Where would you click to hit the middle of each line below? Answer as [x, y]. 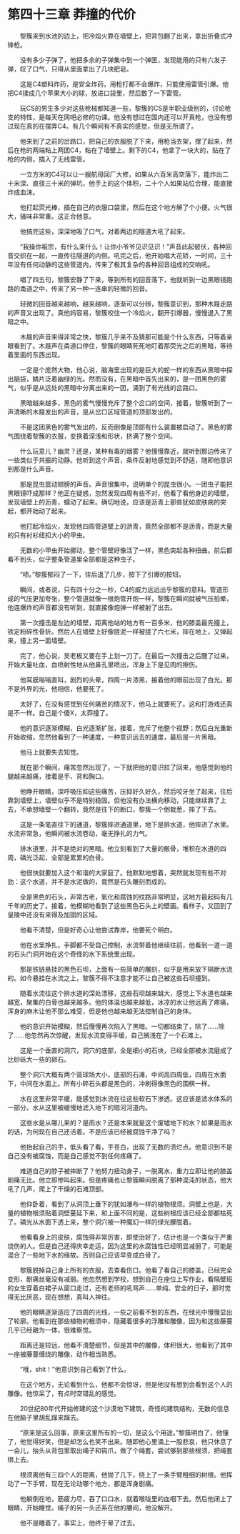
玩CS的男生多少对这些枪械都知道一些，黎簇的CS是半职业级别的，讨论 [122, 108]
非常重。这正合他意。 [63, 216]
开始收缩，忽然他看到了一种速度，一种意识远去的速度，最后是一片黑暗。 [114, 737]
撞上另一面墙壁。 [45, 640]
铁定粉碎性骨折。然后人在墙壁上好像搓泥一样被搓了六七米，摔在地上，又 [114, 631]
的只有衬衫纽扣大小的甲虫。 [48, 535]
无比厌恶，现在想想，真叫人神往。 [64, 1297]
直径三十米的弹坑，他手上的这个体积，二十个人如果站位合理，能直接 [132, 183]
